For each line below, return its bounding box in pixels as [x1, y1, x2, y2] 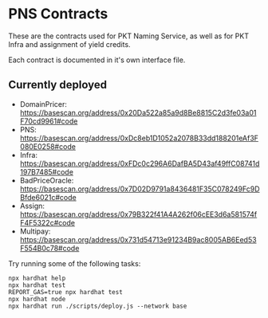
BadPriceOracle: [19, 175, 74, 185]
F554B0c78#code [19, 243, 80, 253]
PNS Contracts [8, 5, 108, 23]
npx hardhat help [8, 274, 66, 282]
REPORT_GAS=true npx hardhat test [8, 288, 124, 296]
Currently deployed [8, 78, 108, 92]
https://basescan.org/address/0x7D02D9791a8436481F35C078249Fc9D [19, 184, 260, 194]
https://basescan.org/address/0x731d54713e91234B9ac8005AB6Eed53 [19, 234, 257, 244]
